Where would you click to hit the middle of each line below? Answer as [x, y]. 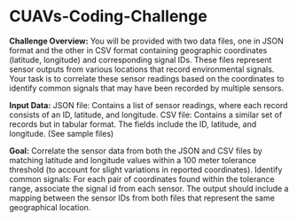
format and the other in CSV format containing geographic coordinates [138, 50]
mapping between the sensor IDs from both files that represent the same [142, 198]
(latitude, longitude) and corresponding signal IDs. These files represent [141, 59]
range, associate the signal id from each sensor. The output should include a [149, 188]
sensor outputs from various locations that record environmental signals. [142, 69]
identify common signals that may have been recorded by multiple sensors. [147, 88]
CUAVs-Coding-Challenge [109, 16]
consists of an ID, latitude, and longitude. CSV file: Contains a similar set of [146, 114]
